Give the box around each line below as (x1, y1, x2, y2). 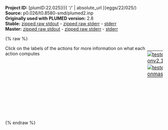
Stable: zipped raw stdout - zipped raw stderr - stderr (5, 20, 116, 26)
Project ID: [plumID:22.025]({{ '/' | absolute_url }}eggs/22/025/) (5, 5, 137, 10)
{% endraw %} (5, 120, 36, 125)
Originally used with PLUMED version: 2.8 (5, 15, 94, 21)
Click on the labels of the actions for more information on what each (5, 45, 145, 51)
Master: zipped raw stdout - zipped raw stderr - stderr (5, 26, 118, 32)
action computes (5, 50, 40, 56)
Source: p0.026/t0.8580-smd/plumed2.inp (5, 10, 93, 16)
